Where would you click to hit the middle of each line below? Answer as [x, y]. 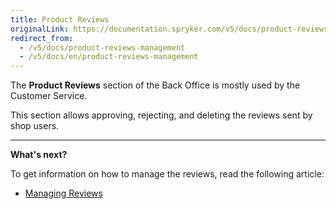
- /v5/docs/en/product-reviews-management [109, 57]
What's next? [39, 155]
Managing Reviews [63, 193]
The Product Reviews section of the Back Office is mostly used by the [155, 85]
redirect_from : [42, 38]
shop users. [35, 126]
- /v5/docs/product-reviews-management [102, 47]
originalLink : [40, 29]
